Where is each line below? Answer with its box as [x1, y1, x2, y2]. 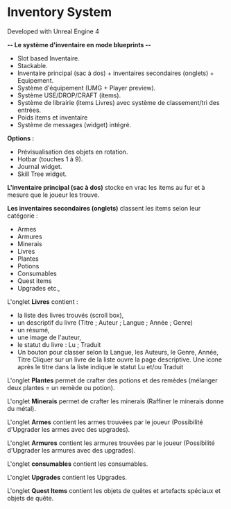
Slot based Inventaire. [17, 54, 80, 63]
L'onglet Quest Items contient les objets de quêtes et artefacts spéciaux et [7, 486, 221, 494]
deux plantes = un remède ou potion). [7, 383, 115, 391]
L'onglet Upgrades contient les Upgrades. [7, 473, 127, 481]
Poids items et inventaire [17, 113, 88, 122]
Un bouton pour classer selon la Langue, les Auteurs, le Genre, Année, [17, 348, 219, 356]
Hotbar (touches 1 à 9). [17, 154, 83, 163]
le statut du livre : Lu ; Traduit [17, 340, 101, 348]
